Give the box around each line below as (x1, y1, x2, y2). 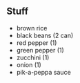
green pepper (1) (16, 46, 65, 54)
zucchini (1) (16, 53, 50, 62)
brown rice (16, 24, 48, 32)
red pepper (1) (16, 38, 57, 47)
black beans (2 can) (16, 31, 74, 39)
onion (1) (16, 60, 42, 68)
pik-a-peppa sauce (16, 68, 72, 76)
